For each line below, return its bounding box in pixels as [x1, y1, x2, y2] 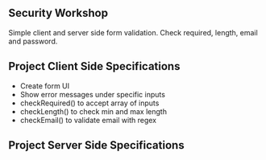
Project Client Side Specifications [8, 59, 181, 73]
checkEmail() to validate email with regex [19, 115, 157, 125]
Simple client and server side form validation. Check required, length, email [8, 27, 258, 37]
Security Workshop [8, 6, 109, 20]
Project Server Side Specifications [8, 138, 185, 152]
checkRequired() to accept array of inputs [19, 98, 160, 108]
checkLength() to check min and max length [19, 106, 168, 116]
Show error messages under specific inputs [19, 89, 165, 99]
